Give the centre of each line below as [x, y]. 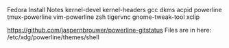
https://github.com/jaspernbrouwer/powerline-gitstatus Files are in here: [109, 30]
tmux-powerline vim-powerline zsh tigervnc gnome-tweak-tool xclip [104, 17]
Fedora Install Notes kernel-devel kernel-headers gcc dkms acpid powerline [114, 10]
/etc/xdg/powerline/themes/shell [53, 37]
